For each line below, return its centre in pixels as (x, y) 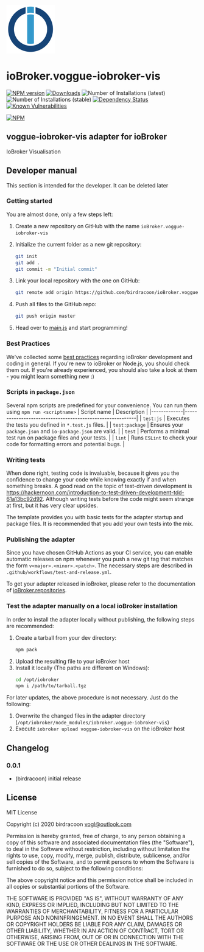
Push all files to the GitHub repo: (56, 304)
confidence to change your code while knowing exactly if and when (91, 480)
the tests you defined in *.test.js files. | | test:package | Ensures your (95, 424)
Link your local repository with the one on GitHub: (77, 281)
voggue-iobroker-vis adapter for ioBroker (87, 137)
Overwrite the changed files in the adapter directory (80, 716)
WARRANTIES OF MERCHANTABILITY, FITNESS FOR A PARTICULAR (92, 911)
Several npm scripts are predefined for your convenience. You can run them (102, 405)
